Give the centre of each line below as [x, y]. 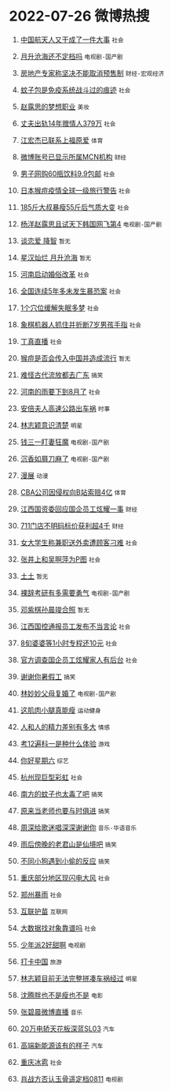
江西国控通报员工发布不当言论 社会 [75, 626]
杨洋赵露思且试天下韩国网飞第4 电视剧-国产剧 [91, 224]
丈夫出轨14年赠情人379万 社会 [68, 123]
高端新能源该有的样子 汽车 [62, 1045]
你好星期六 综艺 [44, 760]
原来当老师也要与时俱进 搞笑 [65, 810]
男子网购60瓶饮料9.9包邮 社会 [67, 174]
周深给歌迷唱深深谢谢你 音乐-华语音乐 [78, 827]
